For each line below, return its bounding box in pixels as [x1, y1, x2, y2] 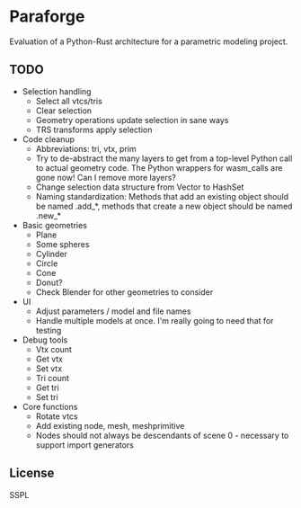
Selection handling [22, 85, 92, 96]
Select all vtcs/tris [35, 95, 103, 106]
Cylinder [35, 248, 67, 259]
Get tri [35, 382, 60, 393]
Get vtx [35, 353, 64, 364]
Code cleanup [22, 133, 75, 145]
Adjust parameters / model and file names [35, 306, 191, 316]
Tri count [35, 372, 70, 383]
